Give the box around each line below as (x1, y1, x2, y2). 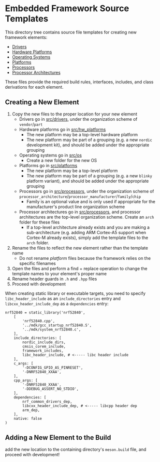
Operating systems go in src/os (19, 152, 82, 158)
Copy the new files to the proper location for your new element (12, 111, 137, 117)
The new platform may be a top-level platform (26, 168, 118, 174)
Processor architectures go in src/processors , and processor (19, 209, 141, 215)
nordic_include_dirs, (22, 340, 66, 345)
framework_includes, (22, 348, 64, 353)
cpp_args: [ (14, 378, 38, 383)
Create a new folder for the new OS (26, 157, 97, 163)
